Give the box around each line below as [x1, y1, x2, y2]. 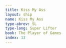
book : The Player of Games [5, 30, 61, 35]
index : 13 [5, 35, 26, 40]
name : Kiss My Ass [5, 16, 43, 21]
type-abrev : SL [5, 21, 37, 26]
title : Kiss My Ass [5, 7, 46, 12]
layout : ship [5, 12, 32, 17]
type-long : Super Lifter [5, 26, 57, 31]
